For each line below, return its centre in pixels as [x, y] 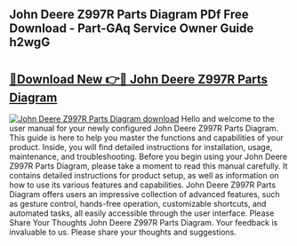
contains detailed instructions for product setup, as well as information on [144, 175]
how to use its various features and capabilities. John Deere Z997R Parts [143, 185]
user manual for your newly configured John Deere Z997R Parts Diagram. [144, 128]
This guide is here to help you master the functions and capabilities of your [147, 138]
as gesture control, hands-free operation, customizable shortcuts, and [138, 204]
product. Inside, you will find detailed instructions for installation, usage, [141, 147]
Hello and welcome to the [228, 119]
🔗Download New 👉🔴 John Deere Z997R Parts [139, 79]
